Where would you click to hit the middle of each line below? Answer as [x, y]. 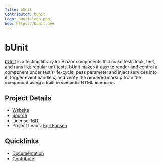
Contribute [23, 158]
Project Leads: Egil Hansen [40, 126]
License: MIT [26, 121]
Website [21, 110]
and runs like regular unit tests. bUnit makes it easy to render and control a [81, 67]
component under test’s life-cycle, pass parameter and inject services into [81, 72]
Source [20, 115]
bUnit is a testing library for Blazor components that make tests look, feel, [80, 62]
